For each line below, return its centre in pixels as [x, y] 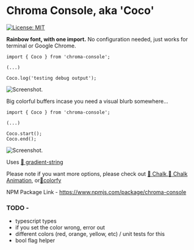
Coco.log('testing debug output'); [52, 78]
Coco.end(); [21, 139]
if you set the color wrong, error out [60, 227]
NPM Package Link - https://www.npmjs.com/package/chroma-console [96, 192]
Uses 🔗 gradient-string [35, 162]
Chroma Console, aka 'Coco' [80, 11]
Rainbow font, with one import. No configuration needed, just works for [97, 39]
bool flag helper [35, 240]
